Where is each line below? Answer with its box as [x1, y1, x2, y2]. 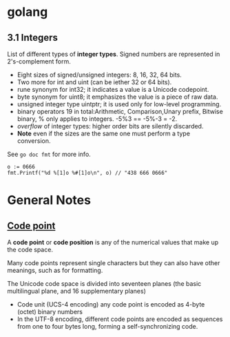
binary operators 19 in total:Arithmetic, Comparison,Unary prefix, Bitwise [17, 108, 224, 115]
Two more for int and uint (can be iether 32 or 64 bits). [17, 78, 172, 86]
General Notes [7, 193, 92, 208]
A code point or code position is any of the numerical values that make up [7, 238, 219, 246]
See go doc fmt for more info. [7, 150, 91, 158]
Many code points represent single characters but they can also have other [7, 259, 220, 267]
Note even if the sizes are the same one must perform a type [17, 129, 191, 137]
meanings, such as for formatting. [7, 267, 103, 274]
